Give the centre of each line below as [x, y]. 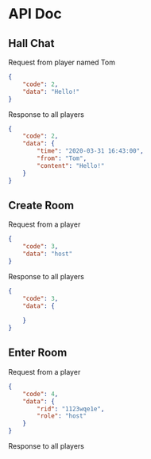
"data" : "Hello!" [51, 91]
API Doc [35, 14]
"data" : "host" [48, 254]
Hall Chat [31, 43]
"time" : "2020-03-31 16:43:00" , [91, 151]
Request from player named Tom [62, 62]
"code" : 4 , [41, 394]
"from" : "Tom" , [62, 158]
